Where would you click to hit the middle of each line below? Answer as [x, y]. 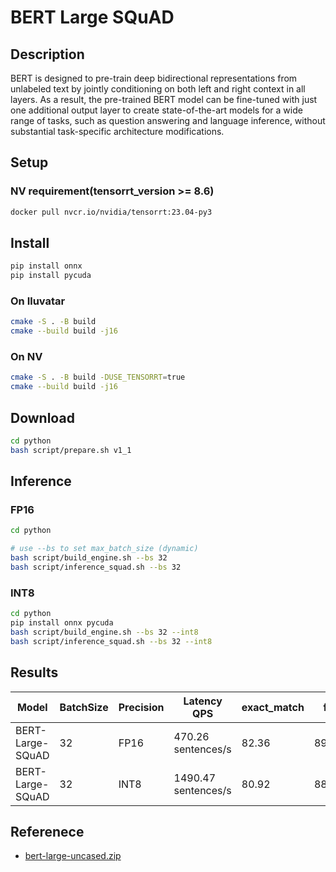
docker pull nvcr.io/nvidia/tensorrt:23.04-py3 [111, 212]
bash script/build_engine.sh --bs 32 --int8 [104, 632]
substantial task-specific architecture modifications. [117, 131]
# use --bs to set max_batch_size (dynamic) [104, 549]
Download [42, 417]
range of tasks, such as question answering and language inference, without [168, 120]
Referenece [47, 831]
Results [34, 672]
